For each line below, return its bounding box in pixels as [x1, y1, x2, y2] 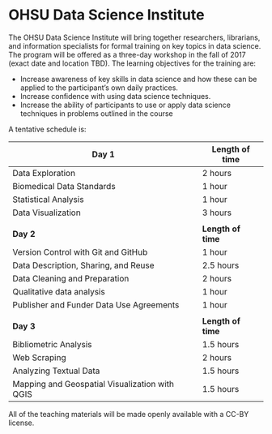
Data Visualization [12, 207, 81, 218]
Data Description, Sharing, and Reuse [12, 260, 155, 271]
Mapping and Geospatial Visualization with [12, 378, 174, 389]
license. [8, 418, 35, 428]
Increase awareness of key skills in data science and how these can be [19, 74, 257, 84]
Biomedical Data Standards [12, 180, 116, 191]
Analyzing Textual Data [12, 365, 100, 376]
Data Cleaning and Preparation [12, 273, 130, 284]
